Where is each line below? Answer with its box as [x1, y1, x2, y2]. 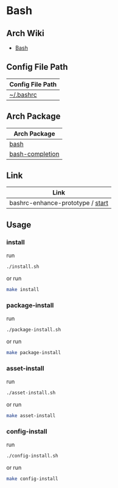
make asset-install [6, 413, 56, 419]
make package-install [6, 350, 61, 356]
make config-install [6, 476, 59, 482]
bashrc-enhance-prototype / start [9, 199, 108, 207]
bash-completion [9, 149, 60, 158]
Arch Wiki [6, 28, 44, 39]
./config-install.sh [6, 453, 59, 459]
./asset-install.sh [6, 390, 56, 396]
